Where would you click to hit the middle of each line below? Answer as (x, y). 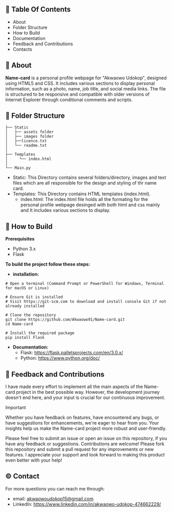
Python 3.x (24, 249)
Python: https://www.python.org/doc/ (60, 358)
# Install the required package (40, 333)
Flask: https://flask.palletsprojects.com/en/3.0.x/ (72, 353)
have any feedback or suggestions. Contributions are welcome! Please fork (85, 444)
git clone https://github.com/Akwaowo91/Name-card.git (65, 320)
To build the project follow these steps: (48, 264)
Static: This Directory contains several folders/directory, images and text (89, 177)
